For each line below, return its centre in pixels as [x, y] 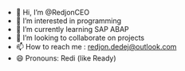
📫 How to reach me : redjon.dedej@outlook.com [96, 47]
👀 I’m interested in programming [69, 21]
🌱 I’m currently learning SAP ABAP [72, 29]
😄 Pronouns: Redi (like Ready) [66, 58]
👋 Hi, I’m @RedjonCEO [53, 12]
